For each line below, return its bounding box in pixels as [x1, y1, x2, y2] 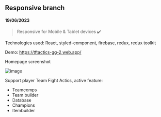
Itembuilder [12, 107, 35, 113]
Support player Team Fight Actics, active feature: [5, 77, 103, 83]
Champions [12, 102, 35, 108]
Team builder [12, 92, 39, 98]
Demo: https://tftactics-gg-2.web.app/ [5, 49, 81, 55]
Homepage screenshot [5, 58, 51, 65]
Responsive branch [5, 4, 65, 12]
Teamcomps [12, 87, 37, 93]
